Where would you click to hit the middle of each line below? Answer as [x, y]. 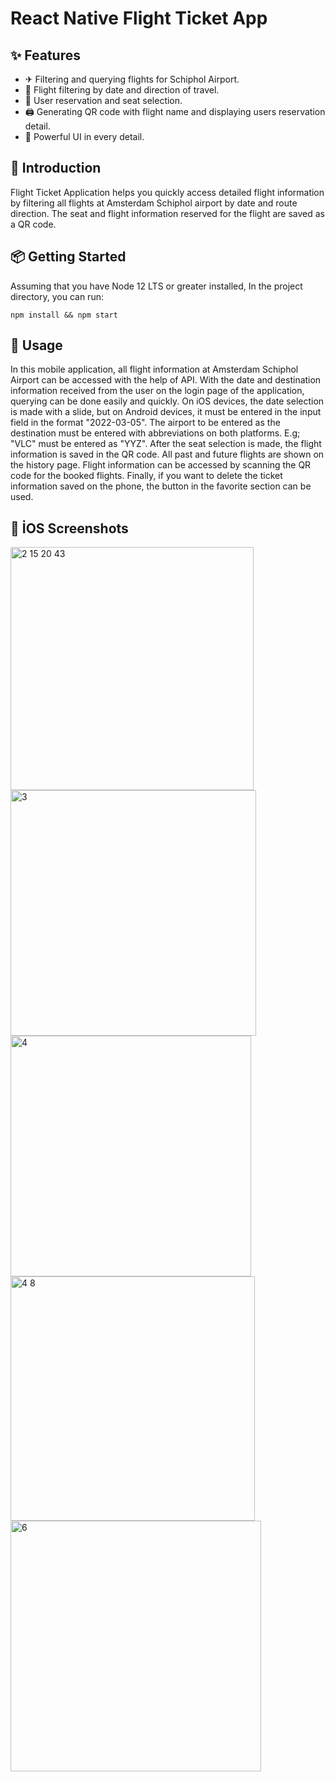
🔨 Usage [36, 345]
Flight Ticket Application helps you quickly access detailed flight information [167, 192]
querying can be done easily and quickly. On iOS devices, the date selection [167, 401]
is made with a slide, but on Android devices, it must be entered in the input [166, 412]
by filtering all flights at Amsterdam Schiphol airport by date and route [154, 203]
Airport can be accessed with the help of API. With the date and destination [166, 380]
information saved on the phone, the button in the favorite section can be [161, 486]
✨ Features [45, 55]
